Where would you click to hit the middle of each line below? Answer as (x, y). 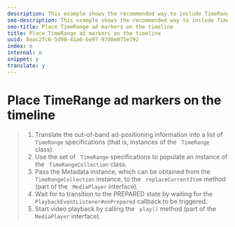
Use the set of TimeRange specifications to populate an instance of (131, 156)
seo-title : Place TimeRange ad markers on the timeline (90, 27)
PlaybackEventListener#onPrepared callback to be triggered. (121, 201)
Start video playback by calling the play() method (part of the (126, 208)
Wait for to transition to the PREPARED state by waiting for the (124, 193)
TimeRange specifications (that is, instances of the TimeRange (122, 142)
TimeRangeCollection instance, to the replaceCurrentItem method (130, 179)
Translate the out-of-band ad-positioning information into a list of (129, 134)
